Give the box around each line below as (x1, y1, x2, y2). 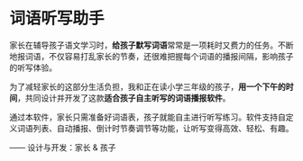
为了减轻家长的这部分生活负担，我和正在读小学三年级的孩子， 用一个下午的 (9, 81, 286, 92)
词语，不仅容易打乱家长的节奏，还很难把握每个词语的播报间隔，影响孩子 (24, 50, 294, 61)
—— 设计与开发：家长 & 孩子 (9, 141, 116, 153)
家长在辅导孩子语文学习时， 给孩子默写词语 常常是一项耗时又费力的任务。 (9, 40, 278, 50)
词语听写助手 (9, 8, 106, 29)
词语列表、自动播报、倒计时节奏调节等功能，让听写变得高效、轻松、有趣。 (16, 122, 294, 133)
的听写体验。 (9, 62, 57, 73)
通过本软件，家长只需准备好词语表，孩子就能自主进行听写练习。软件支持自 (9, 112, 286, 122)
